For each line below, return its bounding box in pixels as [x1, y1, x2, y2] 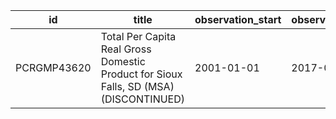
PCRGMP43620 [15, 61, 92, 74]
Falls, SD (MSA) [100, 80, 175, 93]
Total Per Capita [100, 30, 177, 43]
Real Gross [100, 42, 152, 56]
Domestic [100, 55, 146, 68]
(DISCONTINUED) [100, 92, 186, 106]
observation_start [194, 13, 282, 26]
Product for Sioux [100, 67, 183, 81]
